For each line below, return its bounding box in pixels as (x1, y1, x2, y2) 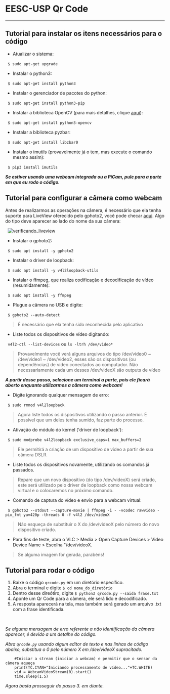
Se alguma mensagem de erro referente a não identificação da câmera (5, 626, 155, 632)
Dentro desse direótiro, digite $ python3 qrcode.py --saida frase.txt (12, 590, 159, 596)
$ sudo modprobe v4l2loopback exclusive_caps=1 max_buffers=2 (7, 437, 142, 443)
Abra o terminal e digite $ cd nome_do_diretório (12, 585, 113, 591)
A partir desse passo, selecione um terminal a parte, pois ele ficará (5, 376, 150, 382)
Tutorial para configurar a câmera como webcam (5, 194, 162, 202)
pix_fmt (5, 512, 22, 517)
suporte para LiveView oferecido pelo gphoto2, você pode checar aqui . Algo (5, 212, 164, 219)
